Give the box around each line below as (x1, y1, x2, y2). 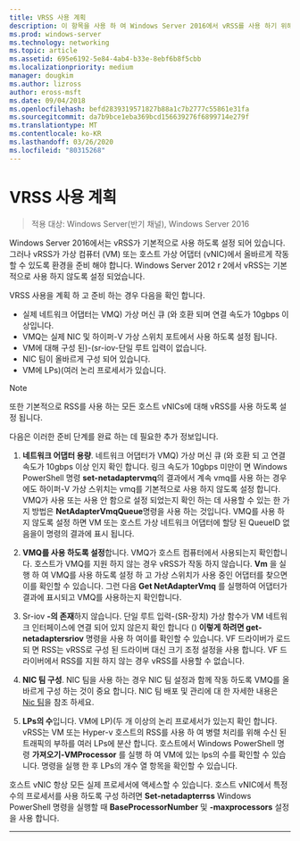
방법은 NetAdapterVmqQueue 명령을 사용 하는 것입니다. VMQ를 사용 (31, 505, 276, 516)
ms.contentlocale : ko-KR (9, 129, 102, 138)
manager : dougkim (9, 71, 74, 80)
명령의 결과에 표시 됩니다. (46, 528, 135, 538)
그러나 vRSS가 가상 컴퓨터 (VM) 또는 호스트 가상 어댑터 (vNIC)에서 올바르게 (9, 248, 273, 259)
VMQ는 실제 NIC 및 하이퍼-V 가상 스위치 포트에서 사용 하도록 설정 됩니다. (21, 331, 278, 342)
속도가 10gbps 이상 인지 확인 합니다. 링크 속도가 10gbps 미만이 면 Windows (21, 461, 287, 471)
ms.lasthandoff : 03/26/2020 (9, 137, 114, 146)
